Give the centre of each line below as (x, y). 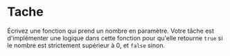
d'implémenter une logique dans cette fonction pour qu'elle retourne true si (115, 38)
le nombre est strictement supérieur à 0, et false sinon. (86, 45)
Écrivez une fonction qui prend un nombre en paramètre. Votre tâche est (111, 31)
